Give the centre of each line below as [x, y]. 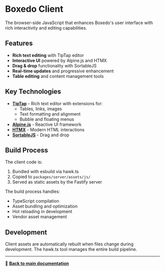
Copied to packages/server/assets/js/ [51, 177]
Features [19, 44]
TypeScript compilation [36, 201]
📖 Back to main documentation [37, 264]
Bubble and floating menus [47, 119]
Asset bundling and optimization [45, 206]
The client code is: [24, 162]
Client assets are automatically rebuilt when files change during [69, 244]
